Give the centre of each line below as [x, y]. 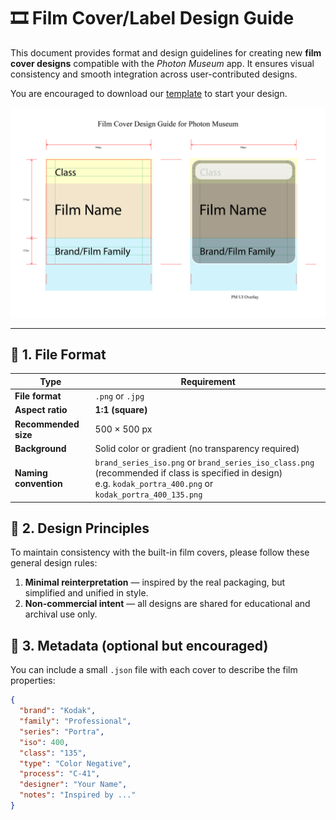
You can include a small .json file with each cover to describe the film [154, 670]
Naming [31, 473]
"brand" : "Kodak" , [58, 711]
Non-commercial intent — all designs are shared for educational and [167, 604]
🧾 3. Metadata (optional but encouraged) [139, 645]
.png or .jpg [119, 396]
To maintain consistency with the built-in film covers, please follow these [160, 552]
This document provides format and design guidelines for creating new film [166, 52]
